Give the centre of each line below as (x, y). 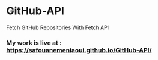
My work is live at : (34, 43)
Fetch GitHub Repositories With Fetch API (58, 27)
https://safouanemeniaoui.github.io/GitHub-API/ (79, 50)
